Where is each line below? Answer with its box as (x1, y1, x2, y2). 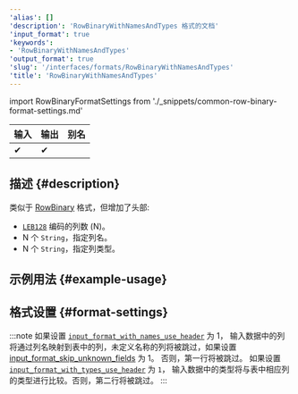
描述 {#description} (9, 176, 121, 192)
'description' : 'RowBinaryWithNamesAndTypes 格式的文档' (9, 21, 219, 30)
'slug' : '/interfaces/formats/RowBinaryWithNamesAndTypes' (9, 63, 234, 72)
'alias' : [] (9, 13, 54, 22)
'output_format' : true (9, 54, 94, 63)
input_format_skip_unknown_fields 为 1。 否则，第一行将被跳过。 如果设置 (9, 352, 281, 363)
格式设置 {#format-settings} (9, 305, 168, 320)
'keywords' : (9, 38, 54, 47)
